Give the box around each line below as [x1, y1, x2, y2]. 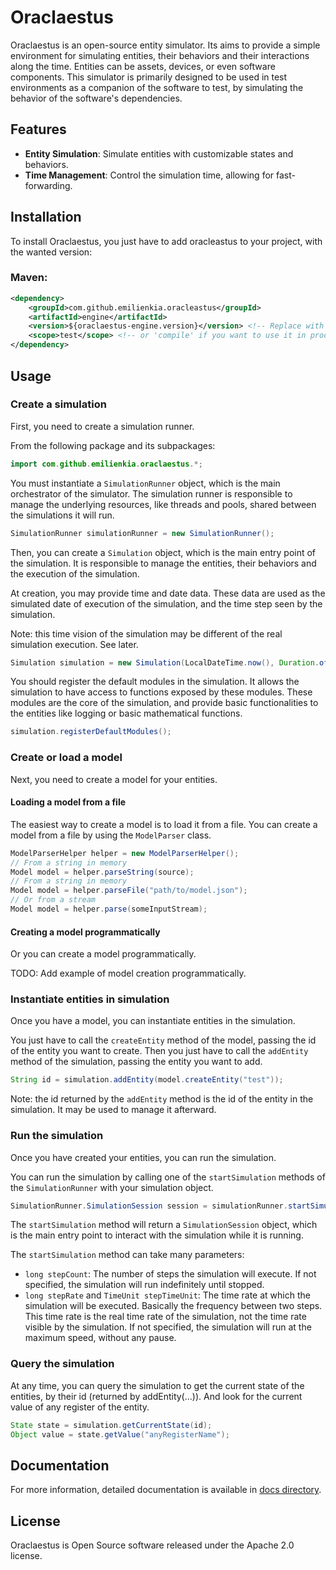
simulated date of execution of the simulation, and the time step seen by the [10, 597, 323, 610]
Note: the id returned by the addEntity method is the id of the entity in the [10, 1093, 314, 1105]
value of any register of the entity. [10, 1401, 150, 1413]
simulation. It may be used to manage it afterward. [10, 1104, 217, 1116]
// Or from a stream [10, 895, 97, 905]
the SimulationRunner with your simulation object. [10, 1181, 214, 1193]
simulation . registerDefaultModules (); [10, 727, 172, 737]
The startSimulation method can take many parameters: [10, 1249, 245, 1261]
